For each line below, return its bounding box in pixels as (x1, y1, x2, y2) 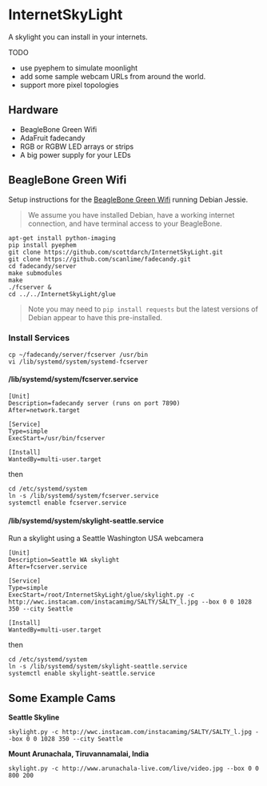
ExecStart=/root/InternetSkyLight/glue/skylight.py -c (8, 591, 195, 600)
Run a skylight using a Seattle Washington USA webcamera (8, 534, 204, 543)
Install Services (8, 332, 70, 343)
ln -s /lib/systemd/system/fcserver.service (8, 492, 159, 500)
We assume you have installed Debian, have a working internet (27, 210, 235, 219)
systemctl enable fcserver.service (8, 499, 127, 507)
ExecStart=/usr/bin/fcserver (8, 435, 106, 443)
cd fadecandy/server (8, 262, 78, 270)
